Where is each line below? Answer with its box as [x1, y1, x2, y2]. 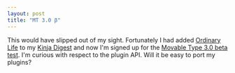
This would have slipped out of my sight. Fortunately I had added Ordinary [7, 35, 221, 44]
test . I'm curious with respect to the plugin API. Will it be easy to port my [7, 50, 215, 59]
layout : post [7, 10, 45, 17]
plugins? [7, 58, 32, 66]
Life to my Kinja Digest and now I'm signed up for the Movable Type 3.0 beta [7, 43, 228, 51]
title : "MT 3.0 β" [7, 17, 61, 24]
